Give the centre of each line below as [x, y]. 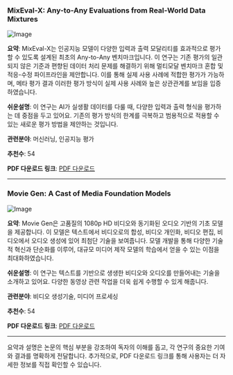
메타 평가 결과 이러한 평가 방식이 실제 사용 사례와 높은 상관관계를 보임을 [112, 83]
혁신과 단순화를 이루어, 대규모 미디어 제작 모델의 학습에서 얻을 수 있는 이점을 [117, 249]
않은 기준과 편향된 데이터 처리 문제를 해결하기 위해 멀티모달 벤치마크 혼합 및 [122, 66]
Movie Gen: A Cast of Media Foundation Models [89, 193]
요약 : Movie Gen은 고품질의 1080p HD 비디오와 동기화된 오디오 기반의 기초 [109, 223]
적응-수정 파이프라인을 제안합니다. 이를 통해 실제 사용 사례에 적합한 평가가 [107, 74]
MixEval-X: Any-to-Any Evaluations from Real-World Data [106, 10]
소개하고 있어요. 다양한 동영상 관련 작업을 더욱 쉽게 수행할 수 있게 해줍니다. [108, 281]
